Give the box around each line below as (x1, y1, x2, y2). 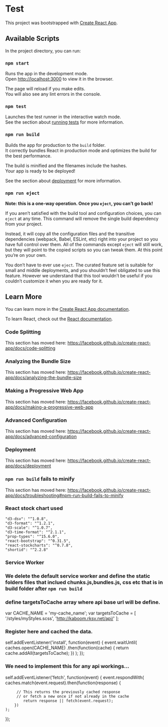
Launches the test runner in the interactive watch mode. (5, 114, 122, 120)
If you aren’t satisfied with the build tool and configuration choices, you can (5, 210, 162, 216)
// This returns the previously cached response (16, 689, 121, 694)
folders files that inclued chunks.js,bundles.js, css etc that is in (5, 579, 163, 586)
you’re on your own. (5, 252, 47, 258)
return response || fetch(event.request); (23, 698, 114, 703)
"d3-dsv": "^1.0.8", (5, 516, 49, 521)
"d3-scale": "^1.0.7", (5, 525, 53, 530)
